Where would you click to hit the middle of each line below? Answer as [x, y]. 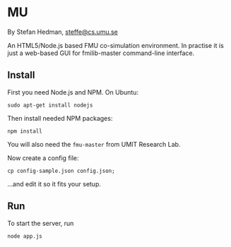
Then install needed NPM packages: [60, 118]
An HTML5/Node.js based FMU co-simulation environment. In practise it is [115, 45]
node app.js [25, 236]
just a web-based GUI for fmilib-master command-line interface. [101, 53]
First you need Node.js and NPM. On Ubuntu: [73, 92]
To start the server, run [41, 223]
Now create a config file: [43, 158]
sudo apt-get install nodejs [50, 105]
